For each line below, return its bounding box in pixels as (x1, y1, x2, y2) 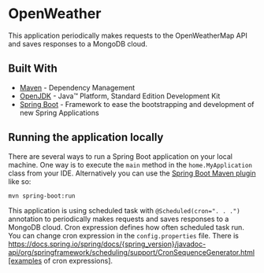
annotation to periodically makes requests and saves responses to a (8, 214, 229, 223)
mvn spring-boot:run (8, 192, 76, 200)
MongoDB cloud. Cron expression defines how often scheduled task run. (8, 222, 244, 232)
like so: (8, 176, 32, 186)
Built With (8, 62, 58, 76)
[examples (8, 256, 43, 265)
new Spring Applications (19, 108, 100, 117)
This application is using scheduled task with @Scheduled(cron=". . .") (8, 205, 240, 215)
